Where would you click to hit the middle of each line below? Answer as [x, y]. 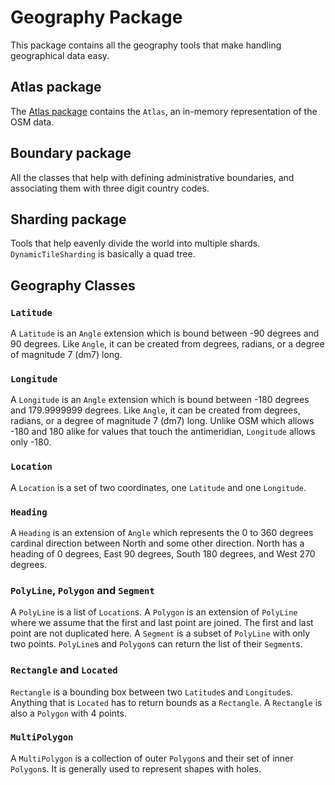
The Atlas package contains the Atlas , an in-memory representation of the [164, 111]
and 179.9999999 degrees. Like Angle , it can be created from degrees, [155, 410]
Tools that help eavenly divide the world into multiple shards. [135, 243]
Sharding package [68, 219]
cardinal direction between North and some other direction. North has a [157, 543]
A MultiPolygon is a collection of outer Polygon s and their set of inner [152, 758]
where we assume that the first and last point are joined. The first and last [162, 623]
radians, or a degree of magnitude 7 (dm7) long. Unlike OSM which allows [162, 421]
